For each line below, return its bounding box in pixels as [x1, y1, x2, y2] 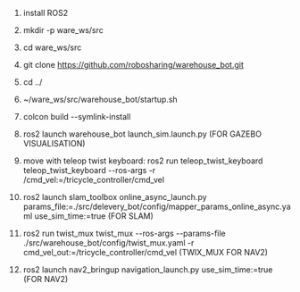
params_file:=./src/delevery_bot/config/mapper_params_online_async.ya [22, 201, 291, 212]
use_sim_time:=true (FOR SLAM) [34, 211, 154, 221]
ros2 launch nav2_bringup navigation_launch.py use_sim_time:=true [22, 264, 273, 275]
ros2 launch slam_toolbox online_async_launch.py [22, 192, 208, 202]
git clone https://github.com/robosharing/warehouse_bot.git [22, 60, 245, 70]
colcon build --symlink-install [22, 112, 131, 121]
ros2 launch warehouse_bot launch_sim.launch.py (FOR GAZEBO [22, 129, 262, 139]
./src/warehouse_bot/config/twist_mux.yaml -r [22, 238, 195, 248]
